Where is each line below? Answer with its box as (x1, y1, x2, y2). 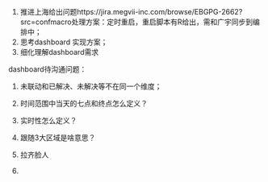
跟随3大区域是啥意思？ (19, 133, 96, 143)
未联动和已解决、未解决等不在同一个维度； (19, 81, 162, 91)
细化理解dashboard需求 (19, 48, 99, 56)
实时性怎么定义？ (19, 116, 77, 125)
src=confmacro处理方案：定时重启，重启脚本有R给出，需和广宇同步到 (19, 17, 253, 27)
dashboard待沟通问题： (8, 64, 87, 74)
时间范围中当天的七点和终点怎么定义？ (19, 99, 148, 108)
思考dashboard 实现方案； (19, 37, 108, 47)
